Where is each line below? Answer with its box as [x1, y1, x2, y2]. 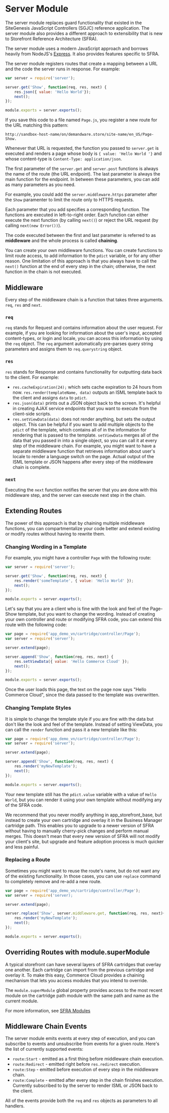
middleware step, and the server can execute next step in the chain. [5, 492, 146, 498]
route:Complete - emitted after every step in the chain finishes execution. [12, 1077, 164, 1083]
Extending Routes [5, 506, 62, 516]
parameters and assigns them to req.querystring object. [5, 346, 123, 352]
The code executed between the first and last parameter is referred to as [5, 232, 156, 238]
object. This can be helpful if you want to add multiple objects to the [12, 421, 154, 427]
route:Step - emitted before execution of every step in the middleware [12, 1067, 158, 1073]
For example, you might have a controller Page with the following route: [5, 555, 151, 561]
